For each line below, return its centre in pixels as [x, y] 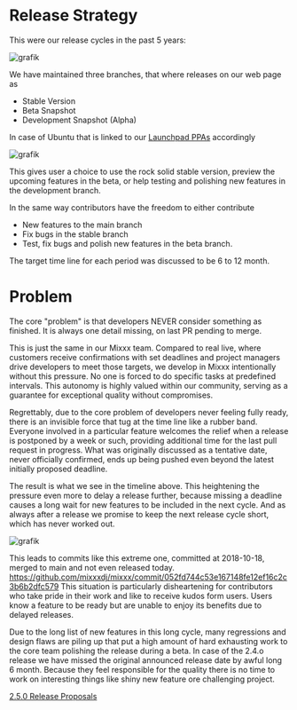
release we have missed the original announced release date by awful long [145, 660]
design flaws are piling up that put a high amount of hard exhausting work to [148, 641]
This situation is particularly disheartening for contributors [167, 586]
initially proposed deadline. [59, 469]
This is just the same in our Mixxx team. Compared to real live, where [135, 348]
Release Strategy [74, 16]
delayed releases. [41, 614]
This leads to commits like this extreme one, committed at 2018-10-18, [137, 558]
